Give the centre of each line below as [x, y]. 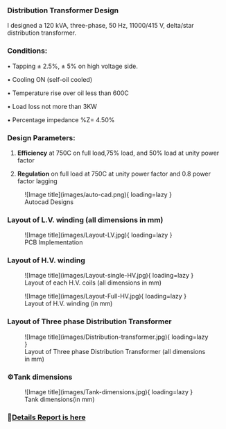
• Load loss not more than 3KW [52, 106]
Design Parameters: [41, 137]
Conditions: [27, 51]
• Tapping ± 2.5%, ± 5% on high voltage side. [73, 66]
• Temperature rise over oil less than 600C [68, 93]
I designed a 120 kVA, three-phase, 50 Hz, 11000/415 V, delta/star [101, 26]
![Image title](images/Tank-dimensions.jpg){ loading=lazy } [108, 392]
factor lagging [37, 181]
